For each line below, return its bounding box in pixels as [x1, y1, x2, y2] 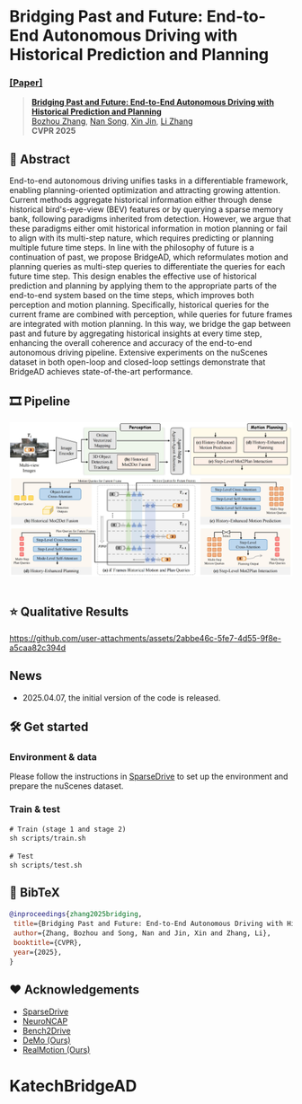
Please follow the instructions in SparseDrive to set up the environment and [9, 771, 289, 782]
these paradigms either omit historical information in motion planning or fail [9, 223, 288, 234]
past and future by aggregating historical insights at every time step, [9, 328, 262, 339]
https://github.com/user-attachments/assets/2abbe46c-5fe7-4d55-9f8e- [9, 632, 281, 643]
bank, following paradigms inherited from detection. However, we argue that [9, 214, 292, 225]
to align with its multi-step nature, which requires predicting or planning [9, 233, 274, 243]
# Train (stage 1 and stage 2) [9, 825, 127, 834]
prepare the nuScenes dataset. [9, 781, 124, 791]
